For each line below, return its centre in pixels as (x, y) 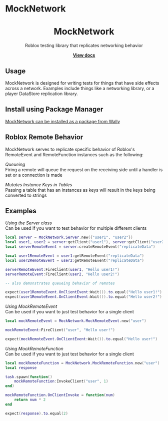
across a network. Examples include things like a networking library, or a (80, 88)
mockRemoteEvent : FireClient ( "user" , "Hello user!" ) (60, 330)
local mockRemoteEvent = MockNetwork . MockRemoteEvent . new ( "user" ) (76, 321)
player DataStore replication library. (42, 94)
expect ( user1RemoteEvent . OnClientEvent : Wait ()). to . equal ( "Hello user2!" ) (84, 297)
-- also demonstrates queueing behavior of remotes (60, 283)
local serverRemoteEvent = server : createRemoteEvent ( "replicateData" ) (80, 247)
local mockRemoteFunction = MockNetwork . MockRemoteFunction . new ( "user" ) (82, 363)
